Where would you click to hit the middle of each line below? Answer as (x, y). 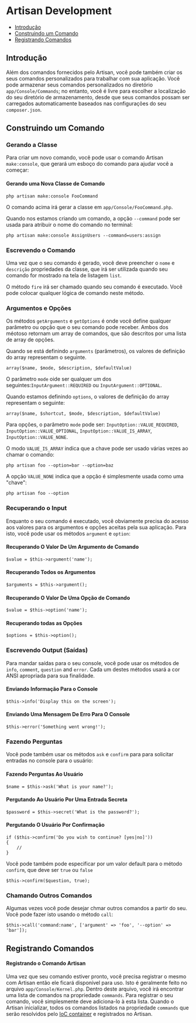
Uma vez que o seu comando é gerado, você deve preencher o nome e (90, 263)
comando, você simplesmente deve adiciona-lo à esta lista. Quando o (90, 1001)
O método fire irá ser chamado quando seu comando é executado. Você (94, 287)
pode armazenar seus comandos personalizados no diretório (80, 85)
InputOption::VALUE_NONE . (37, 437)
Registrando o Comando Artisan (46, 963)
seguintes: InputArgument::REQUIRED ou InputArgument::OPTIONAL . (84, 385)
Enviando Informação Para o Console (52, 689)
